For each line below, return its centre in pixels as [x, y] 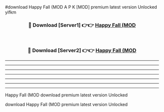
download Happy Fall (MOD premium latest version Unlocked [66, 104]
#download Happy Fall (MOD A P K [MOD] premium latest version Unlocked [81, 7]
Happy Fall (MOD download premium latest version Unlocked [66, 95]
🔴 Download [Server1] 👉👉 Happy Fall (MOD [82, 25]
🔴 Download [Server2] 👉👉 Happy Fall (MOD [82, 51]
